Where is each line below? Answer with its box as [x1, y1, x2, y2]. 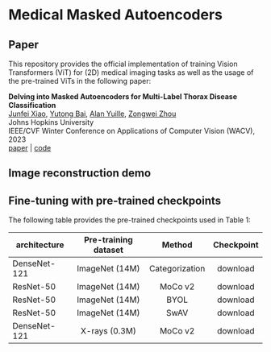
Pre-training [83, 234, 133, 246]
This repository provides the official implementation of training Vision [8, 59, 238, 68]
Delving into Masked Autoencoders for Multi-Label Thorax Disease [8, 92, 238, 101]
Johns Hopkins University [8, 118, 94, 126]
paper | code [8, 143, 52, 152]
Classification [8, 101, 56, 110]
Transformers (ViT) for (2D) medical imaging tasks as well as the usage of [8, 68, 254, 77]
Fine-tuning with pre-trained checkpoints [8, 193, 222, 207]
